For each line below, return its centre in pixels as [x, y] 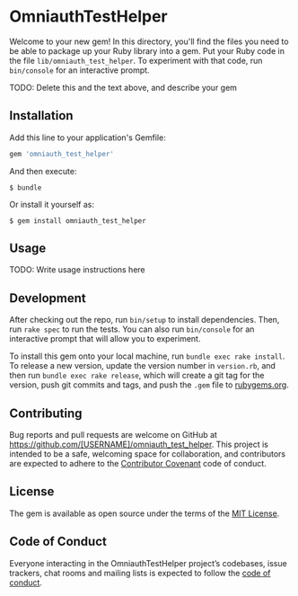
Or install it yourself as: [52, 204]
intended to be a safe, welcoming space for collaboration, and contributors [147, 454]
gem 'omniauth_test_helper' [62, 154]
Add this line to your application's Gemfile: [88, 138]
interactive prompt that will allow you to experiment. [105, 339]
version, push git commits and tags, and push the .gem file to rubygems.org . [149, 385]
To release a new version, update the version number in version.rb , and [143, 366]
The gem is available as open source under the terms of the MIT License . [145, 513]
